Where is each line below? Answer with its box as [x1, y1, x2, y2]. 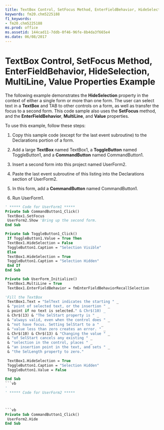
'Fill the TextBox [5, 295, 42, 300]
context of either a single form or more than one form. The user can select [5, 97, 155, 103]
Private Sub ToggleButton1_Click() [5, 232, 78, 236]
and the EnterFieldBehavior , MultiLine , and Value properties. [5, 113, 129, 119]
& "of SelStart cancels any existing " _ [7, 336, 93, 341]
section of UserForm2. [12, 176, 58, 182]
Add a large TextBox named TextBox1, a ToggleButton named [12, 147, 137, 152]
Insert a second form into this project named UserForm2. [12, 161, 127, 167]
